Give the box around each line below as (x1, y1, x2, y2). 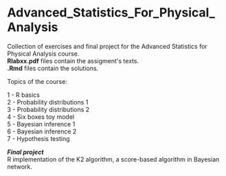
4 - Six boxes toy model (7, 112, 74, 121)
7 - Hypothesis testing (7, 134, 70, 142)
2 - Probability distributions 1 (7, 98, 89, 106)
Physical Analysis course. (7, 49, 80, 58)
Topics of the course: (7, 77, 67, 85)
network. (7, 162, 33, 170)
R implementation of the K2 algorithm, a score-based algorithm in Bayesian (7, 155, 220, 163)
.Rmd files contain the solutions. (7, 64, 99, 72)
